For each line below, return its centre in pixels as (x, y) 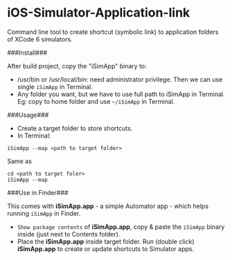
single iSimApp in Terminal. (55, 86)
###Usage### (28, 115)
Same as (20, 161)
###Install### (27, 53)
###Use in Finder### (38, 192)
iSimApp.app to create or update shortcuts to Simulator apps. (106, 249)
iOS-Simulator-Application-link (99, 13)
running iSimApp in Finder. (44, 213)
